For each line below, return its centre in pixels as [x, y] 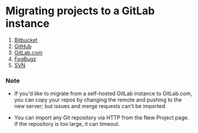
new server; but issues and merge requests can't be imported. [90, 106]
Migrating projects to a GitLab [80, 11]
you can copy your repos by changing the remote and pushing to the [98, 100]
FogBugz [25, 59]
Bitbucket [26, 40]
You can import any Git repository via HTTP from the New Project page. [101, 118]
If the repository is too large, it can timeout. [67, 124]
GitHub [23, 46]
